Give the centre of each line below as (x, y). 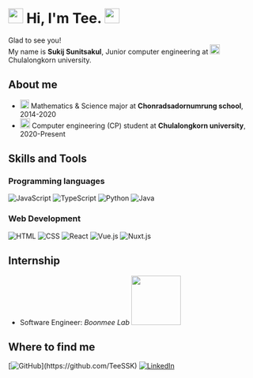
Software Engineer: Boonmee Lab (75, 322)
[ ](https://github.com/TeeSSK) (73, 366)
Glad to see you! (35, 40)
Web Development (45, 219)
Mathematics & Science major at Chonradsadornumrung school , (137, 106)
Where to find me (52, 347)
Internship (34, 261)
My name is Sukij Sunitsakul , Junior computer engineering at (108, 51)
